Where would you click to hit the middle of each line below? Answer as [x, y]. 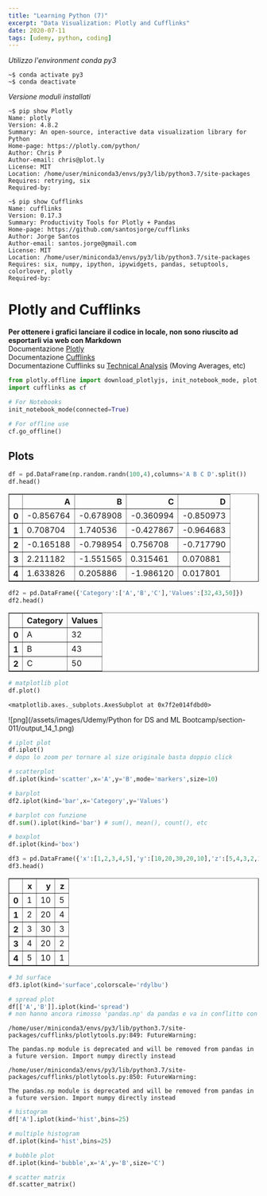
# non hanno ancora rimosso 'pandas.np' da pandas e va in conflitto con [133, 1014]
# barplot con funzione [48, 815]
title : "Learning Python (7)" [58, 16]
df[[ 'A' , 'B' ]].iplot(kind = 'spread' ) [69, 1007]
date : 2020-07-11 [37, 30]
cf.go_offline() [35, 431]
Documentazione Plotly [46, 349]
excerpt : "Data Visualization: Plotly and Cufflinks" [99, 23]
